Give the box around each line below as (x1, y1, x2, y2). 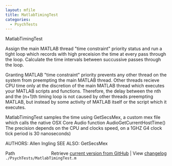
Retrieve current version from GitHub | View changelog (51, 150, 167, 156)
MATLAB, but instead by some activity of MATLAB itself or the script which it (5, 99, 167, 105)
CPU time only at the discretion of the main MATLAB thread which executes (5, 83, 165, 89)
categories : (5, 17, 31, 22)
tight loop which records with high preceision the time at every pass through (5, 51, 166, 57)
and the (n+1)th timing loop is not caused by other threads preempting (5, 93, 154, 100)
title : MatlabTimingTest (5, 12, 58, 17)
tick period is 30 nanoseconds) (5, 131, 71, 137)
